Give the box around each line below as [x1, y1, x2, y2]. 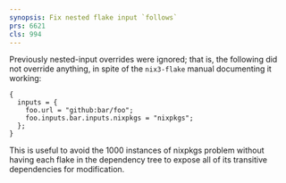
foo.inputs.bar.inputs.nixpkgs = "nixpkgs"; [25, 113, 194, 123]
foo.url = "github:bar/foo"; [25, 106, 134, 115]
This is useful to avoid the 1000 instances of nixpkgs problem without [9, 145, 265, 156]
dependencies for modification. [9, 164, 125, 175]
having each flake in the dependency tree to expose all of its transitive [9, 154, 268, 165]
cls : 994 [9, 29, 42, 38]
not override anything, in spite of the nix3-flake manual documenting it [9, 63, 273, 74]
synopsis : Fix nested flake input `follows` [9, 12, 178, 22]
